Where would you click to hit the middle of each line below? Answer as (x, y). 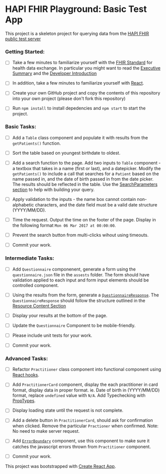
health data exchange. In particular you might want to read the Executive (86, 68)
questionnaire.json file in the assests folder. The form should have (81, 275)
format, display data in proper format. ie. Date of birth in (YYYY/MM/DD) (86, 390)
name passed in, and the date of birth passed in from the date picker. (83, 179)
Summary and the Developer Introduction (55, 74)
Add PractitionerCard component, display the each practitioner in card (85, 384)
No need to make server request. (46, 431)
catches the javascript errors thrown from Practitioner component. (82, 447)
